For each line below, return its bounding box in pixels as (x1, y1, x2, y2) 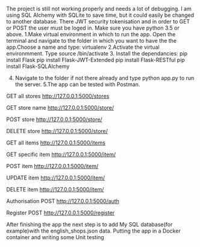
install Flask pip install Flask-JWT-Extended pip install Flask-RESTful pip (6, 57, 185, 63)
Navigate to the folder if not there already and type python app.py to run (14, 75, 195, 81)
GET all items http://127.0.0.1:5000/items (6, 139, 105, 146)
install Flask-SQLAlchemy (6, 63, 70, 70)
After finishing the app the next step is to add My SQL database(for (6, 221, 173, 228)
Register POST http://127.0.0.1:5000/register (6, 209, 115, 216)
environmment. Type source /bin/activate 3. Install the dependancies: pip (6, 50, 188, 57)
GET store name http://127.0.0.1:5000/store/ (6, 104, 114, 111)
